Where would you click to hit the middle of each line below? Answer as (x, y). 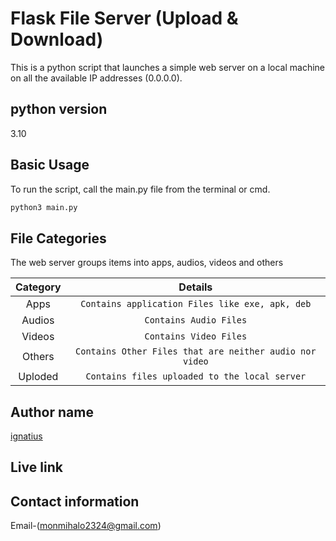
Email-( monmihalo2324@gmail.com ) (86, 526)
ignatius (26, 436)
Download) (57, 39)
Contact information (75, 501)
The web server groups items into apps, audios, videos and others (147, 263)
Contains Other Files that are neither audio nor (196, 351)
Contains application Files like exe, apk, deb (196, 304)
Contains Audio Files (196, 320)
